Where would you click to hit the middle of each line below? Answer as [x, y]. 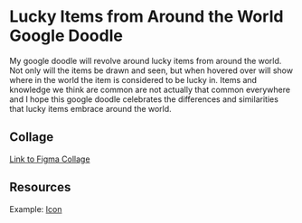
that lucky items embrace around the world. [90, 108]
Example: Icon [36, 209]
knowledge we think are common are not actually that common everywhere [150, 89]
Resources [40, 187]
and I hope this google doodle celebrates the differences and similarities [144, 99]
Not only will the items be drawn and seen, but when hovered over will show [151, 70]
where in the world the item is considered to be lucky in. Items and [133, 79]
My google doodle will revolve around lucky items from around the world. [146, 60]
